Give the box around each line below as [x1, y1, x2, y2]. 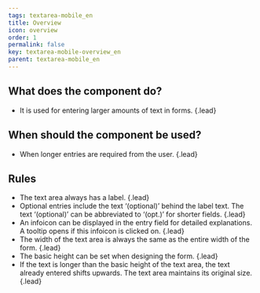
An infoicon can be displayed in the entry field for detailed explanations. [19, 218, 253, 228]
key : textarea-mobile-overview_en [8, 48, 122, 56]
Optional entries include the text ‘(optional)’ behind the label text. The [19, 202, 244, 211]
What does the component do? [8, 84, 163, 98]
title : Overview [8, 19, 61, 27]
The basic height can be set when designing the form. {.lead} [19, 251, 218, 261]
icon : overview [8, 26, 58, 34]
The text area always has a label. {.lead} [19, 193, 150, 202]
